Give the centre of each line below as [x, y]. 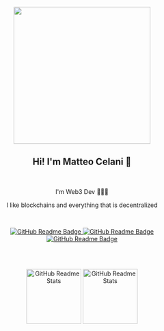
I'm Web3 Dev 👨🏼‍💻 [82, 191]
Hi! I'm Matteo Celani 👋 [82, 162]
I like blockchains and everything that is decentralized [82, 205]
